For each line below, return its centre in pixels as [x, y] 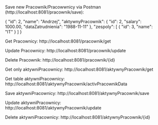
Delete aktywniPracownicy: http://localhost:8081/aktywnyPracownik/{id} [78, 117]
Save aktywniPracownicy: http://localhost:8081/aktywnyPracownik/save [77, 93]
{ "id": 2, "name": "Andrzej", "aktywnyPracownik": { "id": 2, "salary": [73, 22]
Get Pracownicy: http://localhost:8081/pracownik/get [58, 41]
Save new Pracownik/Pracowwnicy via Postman [53, 7]
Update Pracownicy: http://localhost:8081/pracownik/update [66, 51]
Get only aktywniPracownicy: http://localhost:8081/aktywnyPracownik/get [79, 69]
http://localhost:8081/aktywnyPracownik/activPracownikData [66, 84]
